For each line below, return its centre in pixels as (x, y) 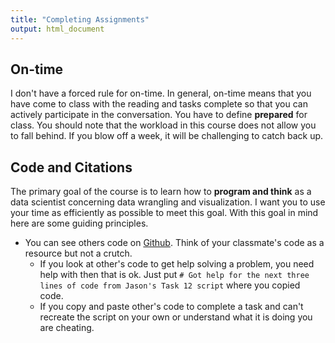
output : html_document (57, 29)
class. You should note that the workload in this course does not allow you (163, 125)
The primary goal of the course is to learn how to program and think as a (161, 192)
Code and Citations (71, 167)
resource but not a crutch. (78, 253)
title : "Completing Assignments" (80, 19)
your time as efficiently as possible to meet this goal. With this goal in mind (164, 213)
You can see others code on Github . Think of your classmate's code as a (174, 243)
